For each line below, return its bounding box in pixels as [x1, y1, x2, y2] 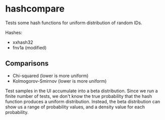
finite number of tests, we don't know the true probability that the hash [5, 93, 152, 99]
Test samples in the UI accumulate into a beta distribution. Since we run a [5, 88, 158, 94]
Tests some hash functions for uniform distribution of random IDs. [5, 20, 142, 26]
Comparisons [5, 59, 49, 68]
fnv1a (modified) [12, 44, 47, 50]
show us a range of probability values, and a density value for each [5, 104, 145, 110]
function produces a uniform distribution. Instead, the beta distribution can [5, 98, 160, 104]
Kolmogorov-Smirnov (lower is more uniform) [12, 78, 107, 84]
